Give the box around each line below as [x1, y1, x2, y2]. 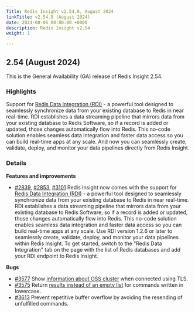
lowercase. [14, 287, 42, 294]
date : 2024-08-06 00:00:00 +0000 [6, 19, 88, 25]
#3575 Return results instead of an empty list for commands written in [14, 281, 184, 288]
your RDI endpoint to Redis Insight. [14, 252, 98, 259]
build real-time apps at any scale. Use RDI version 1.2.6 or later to [14, 227, 173, 235]
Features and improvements [6, 172, 76, 179]
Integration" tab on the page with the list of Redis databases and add [14, 246, 181, 253]
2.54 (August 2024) [6, 57, 81, 67]
